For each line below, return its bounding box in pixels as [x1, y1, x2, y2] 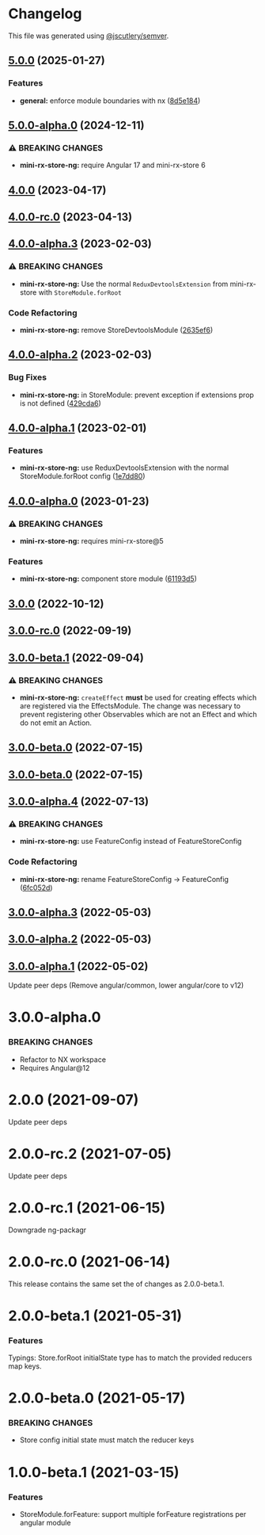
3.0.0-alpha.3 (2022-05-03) [8, 906, 152, 919]
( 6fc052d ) [19, 883, 53, 892]
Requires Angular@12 [19, 1063, 90, 1072]
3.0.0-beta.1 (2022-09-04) [8, 651, 144, 664]
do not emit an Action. [19, 718, 93, 727]
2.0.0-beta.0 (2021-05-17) [8, 1389, 186, 1407]
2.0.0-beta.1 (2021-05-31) [8, 1307, 183, 1324]
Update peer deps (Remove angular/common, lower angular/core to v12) [8, 980, 244, 991]
